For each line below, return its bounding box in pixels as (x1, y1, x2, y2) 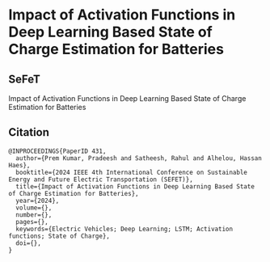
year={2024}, (15, 196, 60, 205)
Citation (8, 125, 50, 139)
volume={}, (15, 204, 53, 212)
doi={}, (15, 239, 42, 247)
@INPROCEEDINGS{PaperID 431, (8, 147, 107, 155)
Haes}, (8, 161, 31, 169)
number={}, (15, 210, 53, 219)
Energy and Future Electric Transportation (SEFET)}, (8, 175, 194, 184)
